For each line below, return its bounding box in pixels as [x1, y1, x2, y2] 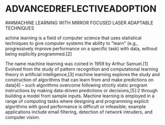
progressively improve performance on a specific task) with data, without [5, 45, 158, 51]
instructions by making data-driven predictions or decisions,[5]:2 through [5, 87, 158, 93]
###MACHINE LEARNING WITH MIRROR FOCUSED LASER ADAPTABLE [5, 20, 153, 26]
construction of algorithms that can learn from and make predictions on [5, 77, 154, 83]
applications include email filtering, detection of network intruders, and [5, 109, 153, 115]
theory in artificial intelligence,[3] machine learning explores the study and [5, 71, 160, 77]
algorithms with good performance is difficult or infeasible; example [5, 103, 146, 109]
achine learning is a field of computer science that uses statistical [5, 35, 142, 41]
